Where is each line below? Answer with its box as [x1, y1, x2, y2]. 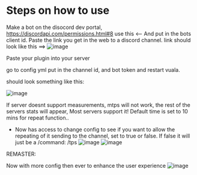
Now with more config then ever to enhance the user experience [6, 162, 166, 169]
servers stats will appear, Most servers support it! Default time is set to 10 [6, 107, 188, 115]
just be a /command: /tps [14, 138, 77, 145]
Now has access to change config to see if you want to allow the [14, 126, 175, 133]
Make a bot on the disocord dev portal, [6, 24, 103, 31]
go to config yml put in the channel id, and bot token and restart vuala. [6, 66, 180, 73]
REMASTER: [6, 150, 37, 157]
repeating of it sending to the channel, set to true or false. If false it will [14, 132, 190, 139]
